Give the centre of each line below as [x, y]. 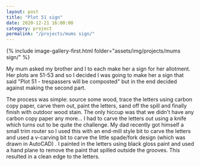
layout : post [22, 12]
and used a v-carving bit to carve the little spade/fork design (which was [96, 137]
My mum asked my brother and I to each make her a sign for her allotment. [98, 69]
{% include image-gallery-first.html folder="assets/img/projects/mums [93, 51]
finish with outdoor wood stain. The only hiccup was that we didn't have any [100, 112]
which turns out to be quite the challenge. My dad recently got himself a [95, 125]
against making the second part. [46, 88]
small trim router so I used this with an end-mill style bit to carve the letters [99, 131]
